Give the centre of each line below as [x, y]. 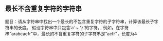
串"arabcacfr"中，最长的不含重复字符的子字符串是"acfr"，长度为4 [71, 34]
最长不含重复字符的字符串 [43, 9]
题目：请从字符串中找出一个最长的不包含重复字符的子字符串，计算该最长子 [80, 21]
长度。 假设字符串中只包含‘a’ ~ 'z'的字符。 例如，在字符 [73, 27]
